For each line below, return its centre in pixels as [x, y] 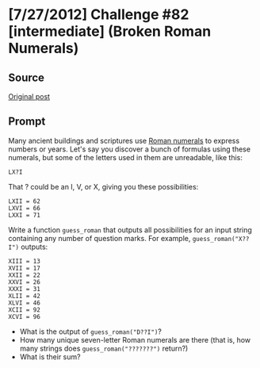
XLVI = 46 [25, 303]
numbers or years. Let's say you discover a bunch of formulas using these [130, 149]
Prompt [27, 122]
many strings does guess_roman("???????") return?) [104, 348]
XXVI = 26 [25, 282]
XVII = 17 [25, 268]
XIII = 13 [25, 261]
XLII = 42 [25, 296]
